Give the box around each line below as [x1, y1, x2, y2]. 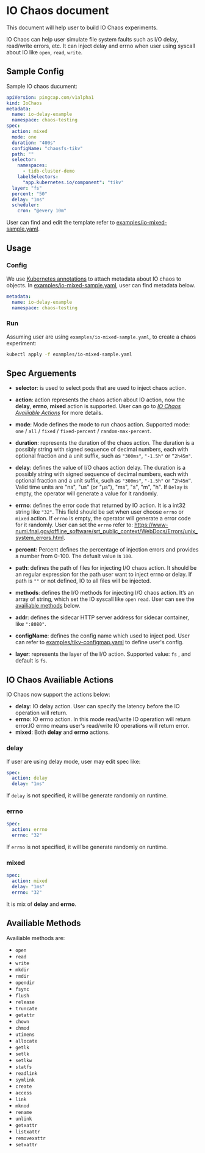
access [15, 1090, 32, 1096]
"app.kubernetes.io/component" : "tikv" [22, 179, 124, 185]
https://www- [134, 521, 169, 528]
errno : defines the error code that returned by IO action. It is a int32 [15, 501, 186, 509]
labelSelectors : [17, 174, 59, 180]
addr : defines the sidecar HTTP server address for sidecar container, [15, 614, 189, 621]
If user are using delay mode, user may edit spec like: [6, 758, 141, 765]
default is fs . [15, 657, 48, 664]
